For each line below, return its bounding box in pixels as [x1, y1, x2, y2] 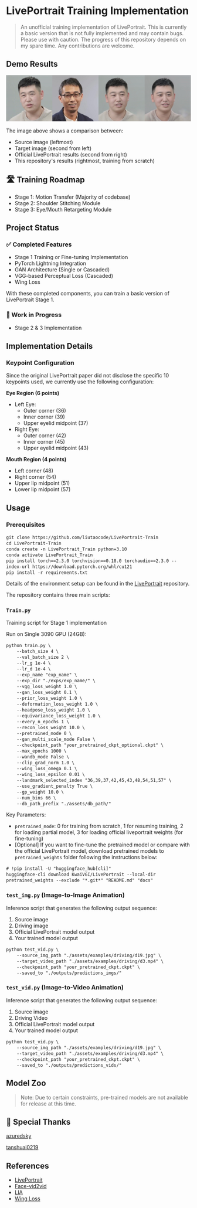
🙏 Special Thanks [6, 1117, 71, 1127]
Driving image [14, 922, 49, 929]
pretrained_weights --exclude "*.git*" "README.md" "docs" [6, 877, 154, 883]
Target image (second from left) [14, 145, 92, 152]
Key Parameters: [6, 811, 46, 818]
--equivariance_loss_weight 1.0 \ [16, 713, 101, 719]
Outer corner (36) [23, 407, 66, 414]
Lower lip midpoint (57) [14, 486, 71, 493]
